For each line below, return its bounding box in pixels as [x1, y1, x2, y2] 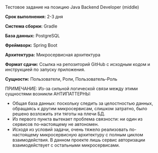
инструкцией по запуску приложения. [5, 66, 85, 72]
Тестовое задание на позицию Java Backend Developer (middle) [5, 4, 139, 10]
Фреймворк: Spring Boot [5, 42, 58, 48]
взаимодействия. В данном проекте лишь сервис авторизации [12, 137, 146, 143]
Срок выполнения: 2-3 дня [5, 14, 63, 19]
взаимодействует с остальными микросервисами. [12, 142, 120, 148]
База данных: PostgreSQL [5, 33, 60, 38]
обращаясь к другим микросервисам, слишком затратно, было [12, 106, 147, 111]
